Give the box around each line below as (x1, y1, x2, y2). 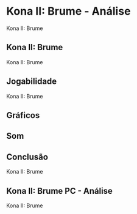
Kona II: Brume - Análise (6, 4, 131, 18)
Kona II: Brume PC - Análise (6, 185, 113, 196)
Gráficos (6, 110, 40, 120)
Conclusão (6, 152, 49, 162)
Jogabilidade (6, 76, 57, 87)
